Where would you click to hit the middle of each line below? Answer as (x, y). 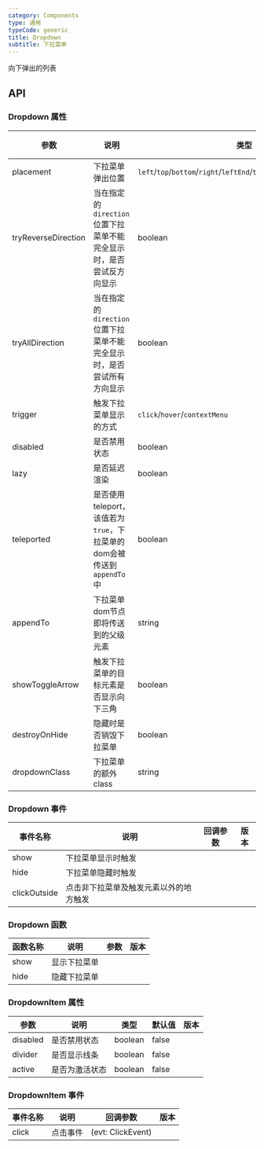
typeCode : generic (38, 30)
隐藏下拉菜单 (75, 977)
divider (25, 1054)
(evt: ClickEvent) (121, 1132)
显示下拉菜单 (75, 962)
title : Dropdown (35, 37)
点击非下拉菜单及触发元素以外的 (125, 887)
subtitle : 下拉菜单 (38, 45)
